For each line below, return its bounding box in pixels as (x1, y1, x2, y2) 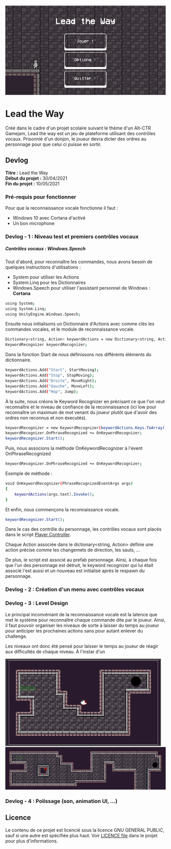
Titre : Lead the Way (5, 169, 48, 176)
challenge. (5, 633, 27, 639)
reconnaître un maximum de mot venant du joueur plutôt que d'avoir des (5, 409, 157, 415)
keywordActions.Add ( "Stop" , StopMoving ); (5, 373, 95, 378)
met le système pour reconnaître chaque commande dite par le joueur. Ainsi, (5, 617, 166, 623)
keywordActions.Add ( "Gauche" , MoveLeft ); (5, 383, 95, 389)
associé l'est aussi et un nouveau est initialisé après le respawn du (5, 568, 145, 574)
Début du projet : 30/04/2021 (5, 175, 68, 181)
